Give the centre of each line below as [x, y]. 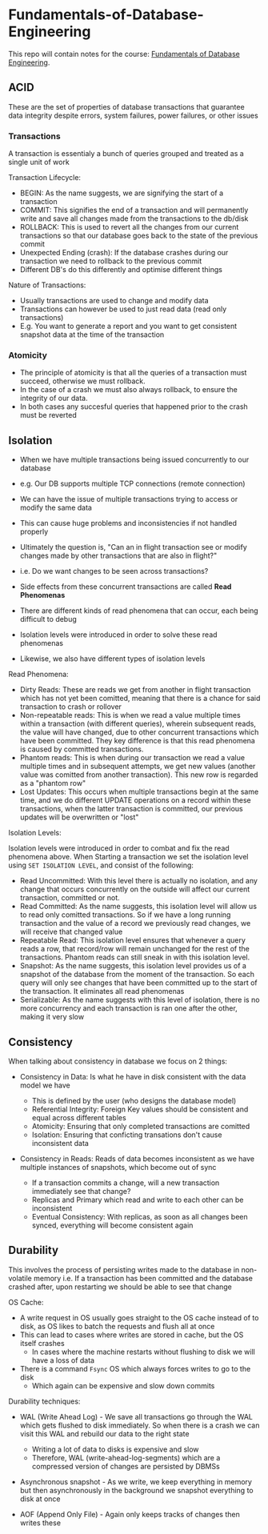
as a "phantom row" [53, 783]
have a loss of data [63, 1360]
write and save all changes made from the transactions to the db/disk [134, 218]
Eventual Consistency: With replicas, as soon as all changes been [140, 1216]
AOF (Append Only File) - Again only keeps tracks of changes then [130, 1514]
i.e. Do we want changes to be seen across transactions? [114, 571]
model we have [45, 1085]
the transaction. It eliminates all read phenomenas [102, 991]
